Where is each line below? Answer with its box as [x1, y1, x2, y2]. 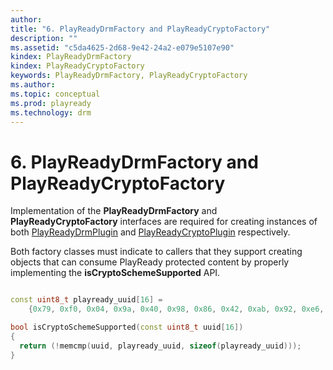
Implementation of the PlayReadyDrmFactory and [10, 205, 218, 217]
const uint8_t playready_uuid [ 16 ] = [10, 295, 163, 305]
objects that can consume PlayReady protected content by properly [10, 256, 290, 268]
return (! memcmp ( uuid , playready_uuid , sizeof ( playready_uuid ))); [19, 341, 302, 351]
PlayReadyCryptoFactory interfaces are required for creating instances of [10, 216, 318, 228]
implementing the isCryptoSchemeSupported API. [10, 267, 221, 279]
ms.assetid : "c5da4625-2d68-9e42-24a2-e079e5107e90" [10, 42, 235, 53]
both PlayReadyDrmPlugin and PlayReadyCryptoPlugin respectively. [10, 226, 291, 238]
